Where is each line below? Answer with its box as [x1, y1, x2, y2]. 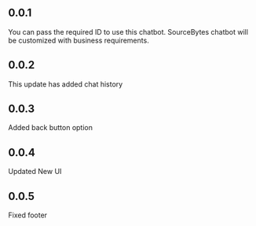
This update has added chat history [8, 79, 123, 89]
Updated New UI [8, 167, 62, 176]
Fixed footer [8, 210, 48, 220]
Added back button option [8, 123, 93, 132]
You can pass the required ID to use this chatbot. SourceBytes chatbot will [8, 27, 249, 36]
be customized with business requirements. [8, 35, 149, 45]
